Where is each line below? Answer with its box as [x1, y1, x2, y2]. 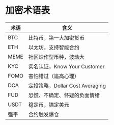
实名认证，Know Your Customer [28, 63, 105, 70]
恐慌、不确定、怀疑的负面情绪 [28, 91, 100, 98]
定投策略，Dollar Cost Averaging [28, 82, 106, 89]
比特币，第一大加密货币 [28, 34, 85, 41]
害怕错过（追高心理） [28, 72, 80, 80]
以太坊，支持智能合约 [28, 44, 80, 51]
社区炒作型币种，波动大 [28, 53, 85, 60]
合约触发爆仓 [28, 111, 60, 118]
